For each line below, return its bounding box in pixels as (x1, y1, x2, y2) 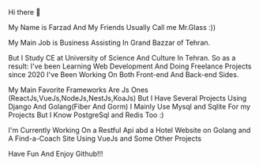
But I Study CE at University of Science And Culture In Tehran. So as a (8, 53, 236, 62)
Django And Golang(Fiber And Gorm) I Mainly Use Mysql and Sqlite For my (8, 102, 251, 111)
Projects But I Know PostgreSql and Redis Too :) (8, 110, 164, 120)
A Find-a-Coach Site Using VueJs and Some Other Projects (8, 134, 202, 143)
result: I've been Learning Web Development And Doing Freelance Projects (8, 61, 252, 71)
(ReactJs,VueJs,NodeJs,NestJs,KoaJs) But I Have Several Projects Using (8, 94, 247, 102)
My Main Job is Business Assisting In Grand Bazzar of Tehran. (8, 38, 211, 47)
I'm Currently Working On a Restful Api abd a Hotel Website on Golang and (8, 126, 251, 135)
